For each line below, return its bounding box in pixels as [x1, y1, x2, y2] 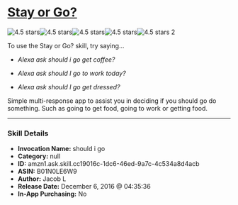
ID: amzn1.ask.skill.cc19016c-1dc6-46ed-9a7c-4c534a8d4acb [17, 160, 200, 168]
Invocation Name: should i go [17, 145, 106, 153]
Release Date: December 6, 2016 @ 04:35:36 [17, 182, 151, 191]
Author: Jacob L [17, 174, 67, 183]
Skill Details [7, 128, 49, 138]
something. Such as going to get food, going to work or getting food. [7, 104, 208, 112]
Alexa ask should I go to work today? [17, 69, 126, 77]
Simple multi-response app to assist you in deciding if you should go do [7, 96, 217, 105]
